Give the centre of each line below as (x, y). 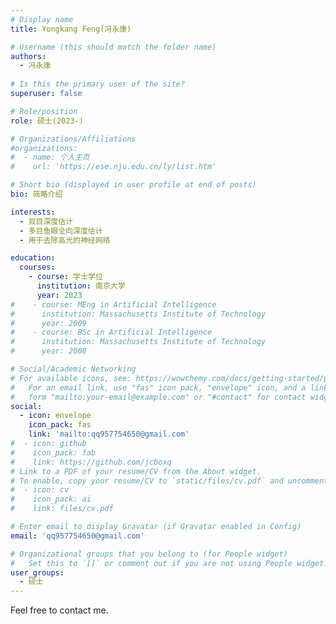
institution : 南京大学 (81, 286)
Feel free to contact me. (59, 610)
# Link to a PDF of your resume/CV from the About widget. (136, 471)
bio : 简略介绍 (36, 194)
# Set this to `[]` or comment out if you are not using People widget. (169, 563)
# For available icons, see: (71, 378)
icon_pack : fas (60, 425)
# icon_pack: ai (51, 499)
